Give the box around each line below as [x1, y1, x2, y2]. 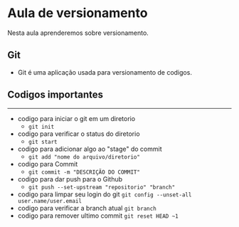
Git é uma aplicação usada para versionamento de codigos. [17, 68, 192, 76]
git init [28, 123, 55, 130]
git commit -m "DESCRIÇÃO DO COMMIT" [28, 169, 141, 176]
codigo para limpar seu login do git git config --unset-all [17, 190, 192, 199]
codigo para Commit [17, 159, 78, 168]
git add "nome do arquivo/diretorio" [28, 153, 141, 161]
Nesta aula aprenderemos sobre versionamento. [7, 28, 149, 37]
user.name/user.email [17, 197, 82, 204]
